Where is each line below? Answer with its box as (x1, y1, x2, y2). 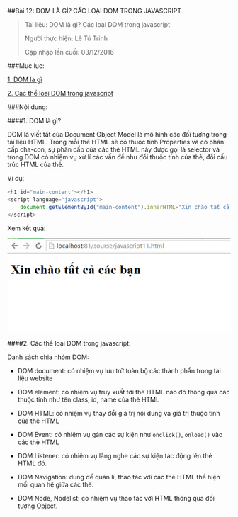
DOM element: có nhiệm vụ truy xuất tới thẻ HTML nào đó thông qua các (17, 387, 230, 396)
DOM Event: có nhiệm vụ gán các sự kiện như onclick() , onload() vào (17, 430, 223, 438)
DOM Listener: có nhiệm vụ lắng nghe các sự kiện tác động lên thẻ (17, 451, 212, 460)
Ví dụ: (7, 174, 25, 182)
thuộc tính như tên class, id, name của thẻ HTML (17, 395, 160, 404)
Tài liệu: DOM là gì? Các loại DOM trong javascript (24, 21, 171, 28)
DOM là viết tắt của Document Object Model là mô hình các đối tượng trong (7, 130, 227, 138)
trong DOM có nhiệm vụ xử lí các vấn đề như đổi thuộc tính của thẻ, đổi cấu (7, 153, 228, 161)
